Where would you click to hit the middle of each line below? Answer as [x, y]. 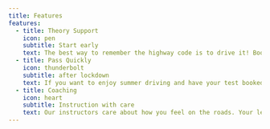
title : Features [35, 16]
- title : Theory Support [57, 30]
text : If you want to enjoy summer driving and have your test [131, 83]
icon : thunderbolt [53, 68]
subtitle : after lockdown [66, 75]
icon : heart [43, 98]
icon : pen [39, 38]
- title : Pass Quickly [53, 61]
